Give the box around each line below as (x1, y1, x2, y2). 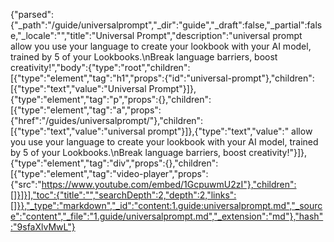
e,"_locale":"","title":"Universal (10, 30, 135, 41)
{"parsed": (10, 9, 55, 20)
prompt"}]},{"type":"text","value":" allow (147, 125, 313, 137)
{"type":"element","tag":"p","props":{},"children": (10, 94, 212, 105)
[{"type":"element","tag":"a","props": (10, 104, 162, 116)
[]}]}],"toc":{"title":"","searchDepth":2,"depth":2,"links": (10, 189, 237, 201)
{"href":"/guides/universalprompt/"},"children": (10, 115, 204, 126)
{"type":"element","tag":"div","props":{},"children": (10, 157, 219, 169)
